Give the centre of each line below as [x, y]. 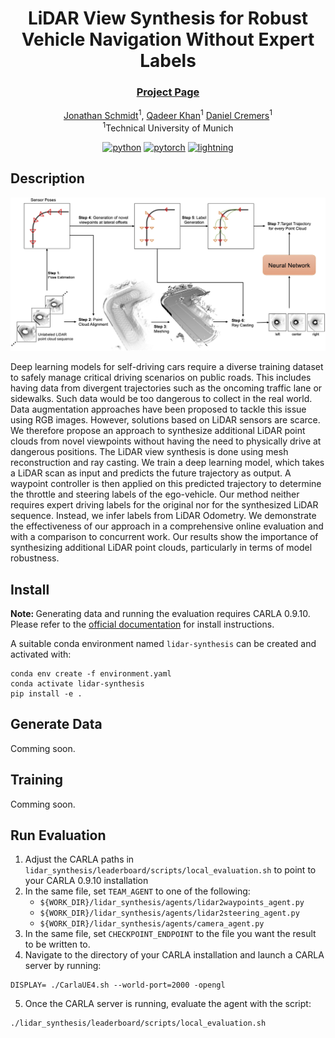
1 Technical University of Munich [168, 127]
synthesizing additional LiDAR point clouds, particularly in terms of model [161, 548]
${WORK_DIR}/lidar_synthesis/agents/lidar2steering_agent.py [169, 913]
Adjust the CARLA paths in [79, 859]
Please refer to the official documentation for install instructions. [142, 624]
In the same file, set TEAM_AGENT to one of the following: [137, 891]
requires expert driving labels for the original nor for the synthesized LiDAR [164, 505]
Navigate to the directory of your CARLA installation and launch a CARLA [174, 955]
